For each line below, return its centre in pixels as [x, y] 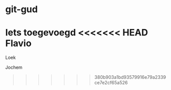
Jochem [14, 68]
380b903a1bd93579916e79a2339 [130, 77]
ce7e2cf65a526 [111, 83]
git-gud [22, 9]
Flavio [18, 43]
